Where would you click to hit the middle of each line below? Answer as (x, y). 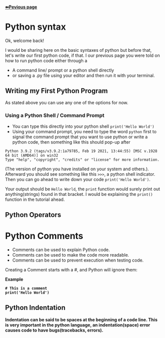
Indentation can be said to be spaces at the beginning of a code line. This (81, 319)
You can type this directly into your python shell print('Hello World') (83, 126)
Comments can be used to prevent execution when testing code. (78, 260)
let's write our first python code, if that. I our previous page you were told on (82, 55)
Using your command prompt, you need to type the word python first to (84, 131)
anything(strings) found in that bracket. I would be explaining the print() (79, 194)
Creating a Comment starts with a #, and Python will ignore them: (71, 269)
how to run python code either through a (46, 60)
